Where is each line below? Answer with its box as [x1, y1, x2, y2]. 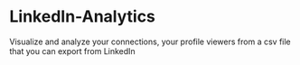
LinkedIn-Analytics [9, 6, 156, 27]
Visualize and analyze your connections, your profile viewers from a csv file [9, 36, 291, 47]
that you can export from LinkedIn [9, 45, 136, 56]
